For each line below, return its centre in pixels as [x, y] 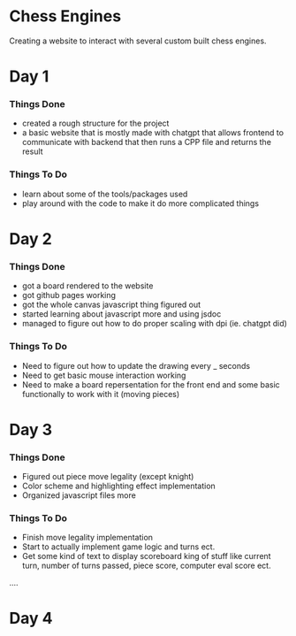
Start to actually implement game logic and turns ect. [118, 547]
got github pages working [69, 295]
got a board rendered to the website [87, 286]
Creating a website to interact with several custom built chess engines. [138, 41]
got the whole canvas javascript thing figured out [111, 305]
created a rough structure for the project [95, 123]
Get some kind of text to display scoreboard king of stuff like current [146, 556]
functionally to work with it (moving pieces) [101, 394]
